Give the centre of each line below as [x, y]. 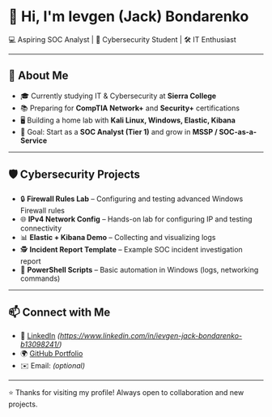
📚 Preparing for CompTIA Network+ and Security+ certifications [130, 108]
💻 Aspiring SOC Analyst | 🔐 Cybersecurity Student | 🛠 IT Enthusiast [122, 39]
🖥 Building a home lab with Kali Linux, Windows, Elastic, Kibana [128, 120]
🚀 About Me [38, 76]
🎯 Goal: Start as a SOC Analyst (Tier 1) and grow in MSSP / [119, 131]
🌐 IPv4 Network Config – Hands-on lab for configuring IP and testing [136, 219]
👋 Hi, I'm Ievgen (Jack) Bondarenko [129, 17]
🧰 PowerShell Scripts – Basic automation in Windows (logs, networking [139, 269]
